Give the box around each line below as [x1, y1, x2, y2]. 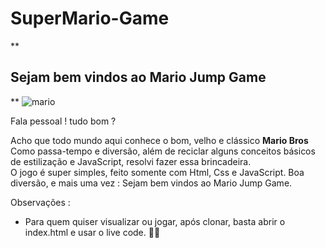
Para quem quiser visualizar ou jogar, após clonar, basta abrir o [24, 215, 286, 227]
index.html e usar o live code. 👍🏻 [24, 226, 161, 238]
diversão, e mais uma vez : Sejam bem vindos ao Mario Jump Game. [10, 177, 293, 189]
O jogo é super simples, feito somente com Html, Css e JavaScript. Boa [10, 166, 305, 178]
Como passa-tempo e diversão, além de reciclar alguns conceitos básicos [10, 145, 316, 157]
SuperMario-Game [10, 7, 170, 30]
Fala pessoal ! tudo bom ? [10, 115, 117, 127]
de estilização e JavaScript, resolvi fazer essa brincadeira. [10, 155, 252, 167]
